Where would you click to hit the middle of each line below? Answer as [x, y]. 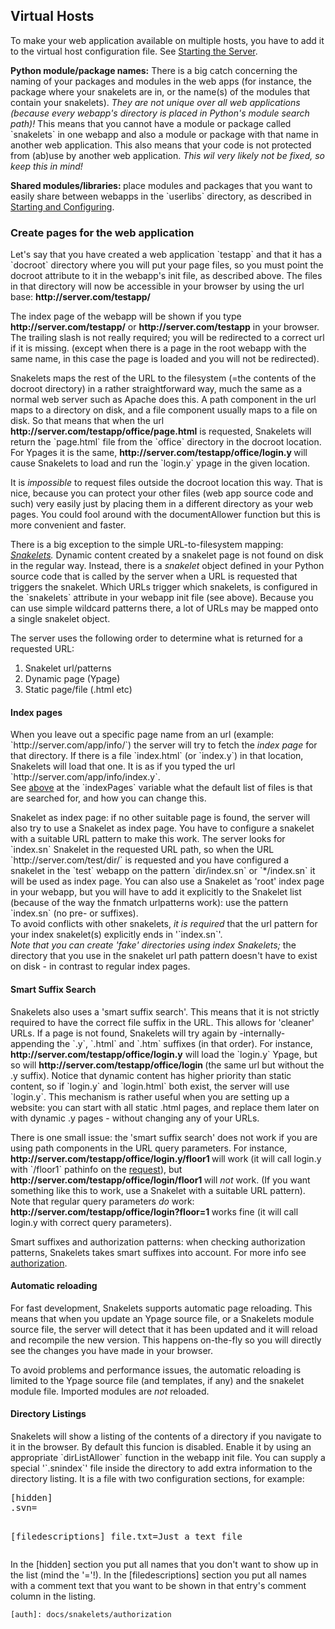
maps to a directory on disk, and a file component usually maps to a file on [164, 410]
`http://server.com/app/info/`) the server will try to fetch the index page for [164, 745]
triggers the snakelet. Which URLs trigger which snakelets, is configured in [164, 587]
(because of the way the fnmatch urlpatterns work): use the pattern [149, 903]
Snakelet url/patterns [68, 668]
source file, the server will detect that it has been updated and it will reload [164, 1329]
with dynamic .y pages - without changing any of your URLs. [135, 1118]
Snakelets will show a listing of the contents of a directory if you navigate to [166, 1436]
